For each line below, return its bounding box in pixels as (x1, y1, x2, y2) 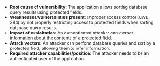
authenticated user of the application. (9, 56, 85, 61)
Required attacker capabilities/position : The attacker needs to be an (9, 50, 149, 56)
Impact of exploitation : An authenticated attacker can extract (9, 30, 133, 35)
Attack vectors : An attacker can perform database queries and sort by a (9, 40, 156, 46)
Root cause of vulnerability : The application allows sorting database (9, 4, 148, 10)
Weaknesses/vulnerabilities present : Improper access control (9, 15, 136, 20)
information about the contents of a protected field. (9, 35, 113, 41)
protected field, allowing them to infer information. (9, 46, 110, 51)
